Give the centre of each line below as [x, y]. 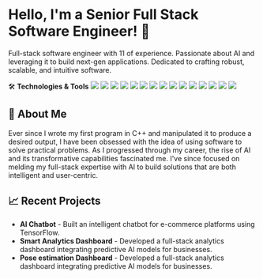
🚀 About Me [38, 114]
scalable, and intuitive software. [60, 70]
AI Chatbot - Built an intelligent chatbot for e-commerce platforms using [137, 224]
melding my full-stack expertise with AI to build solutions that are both [122, 167]
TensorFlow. [39, 232]
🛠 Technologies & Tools [49, 86]
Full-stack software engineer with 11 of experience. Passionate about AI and [131, 53]
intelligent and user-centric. [53, 175]
